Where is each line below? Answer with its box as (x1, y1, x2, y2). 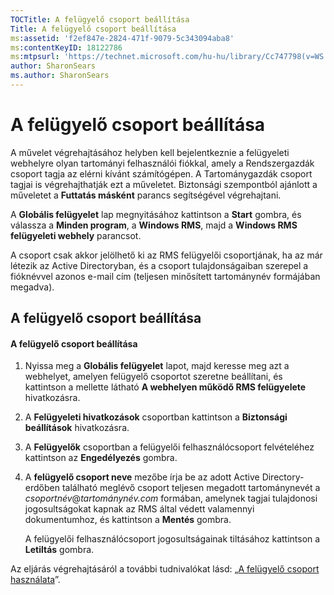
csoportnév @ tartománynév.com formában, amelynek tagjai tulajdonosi (24, 492, 318, 505)
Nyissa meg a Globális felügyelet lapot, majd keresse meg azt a (24, 360, 290, 372)
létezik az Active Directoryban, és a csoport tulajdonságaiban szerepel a (10, 259, 309, 271)
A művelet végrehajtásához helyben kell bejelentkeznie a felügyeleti (10, 146, 290, 158)
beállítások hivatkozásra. (24, 422, 130, 434)
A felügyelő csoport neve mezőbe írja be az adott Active (24, 471, 260, 483)
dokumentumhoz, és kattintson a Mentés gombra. (24, 514, 232, 526)
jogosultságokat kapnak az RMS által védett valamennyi (24, 503, 255, 515)
